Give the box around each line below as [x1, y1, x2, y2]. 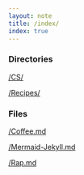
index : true [8, 27, 48, 35]
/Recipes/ [8, 87, 40, 97]
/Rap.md [8, 157, 37, 167]
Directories [8, 53, 53, 65]
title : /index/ [8, 19, 60, 28]
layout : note [8, 11, 52, 20]
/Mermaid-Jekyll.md [8, 142, 76, 152]
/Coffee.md [8, 126, 47, 136]
